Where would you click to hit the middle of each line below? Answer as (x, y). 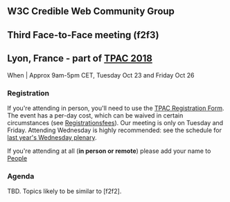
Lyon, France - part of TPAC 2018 (80, 58)
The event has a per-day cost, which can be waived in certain (95, 115)
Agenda (21, 176)
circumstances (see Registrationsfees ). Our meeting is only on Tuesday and (115, 122)
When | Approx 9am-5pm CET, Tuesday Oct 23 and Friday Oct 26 (101, 75)
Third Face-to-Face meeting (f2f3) (83, 35)
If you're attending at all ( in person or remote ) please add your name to (109, 151)
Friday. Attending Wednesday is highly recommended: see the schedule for (114, 130)
